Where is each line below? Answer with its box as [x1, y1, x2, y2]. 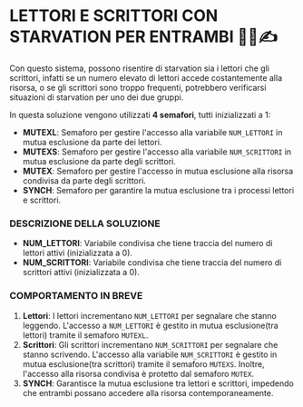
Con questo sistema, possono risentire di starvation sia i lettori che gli [9, 63, 270, 74]
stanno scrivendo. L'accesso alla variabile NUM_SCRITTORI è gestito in [22, 349, 278, 360]
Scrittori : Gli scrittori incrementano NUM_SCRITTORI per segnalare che [22, 339, 279, 350]
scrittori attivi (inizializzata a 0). [22, 267, 141, 278]
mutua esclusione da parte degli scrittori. [22, 155, 177, 166]
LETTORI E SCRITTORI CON [9, 5, 219, 26]
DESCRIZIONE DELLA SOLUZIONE [9, 217, 161, 230]
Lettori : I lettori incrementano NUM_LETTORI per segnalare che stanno [22, 310, 277, 321]
